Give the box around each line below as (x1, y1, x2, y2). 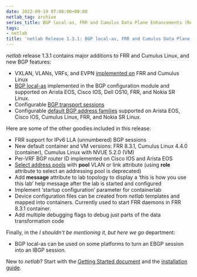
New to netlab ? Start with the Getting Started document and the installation (6, 258, 188, 265)
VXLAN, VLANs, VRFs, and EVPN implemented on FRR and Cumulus (14, 70, 179, 76)
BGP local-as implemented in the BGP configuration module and (14, 82, 170, 89)
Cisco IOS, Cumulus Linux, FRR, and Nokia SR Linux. (14, 114, 142, 121)
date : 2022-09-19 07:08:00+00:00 (6, 8, 88, 15)
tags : (6, 25, 19, 31)
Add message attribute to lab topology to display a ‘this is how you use (14, 174, 186, 181)
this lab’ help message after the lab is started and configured (14, 180, 162, 187)
